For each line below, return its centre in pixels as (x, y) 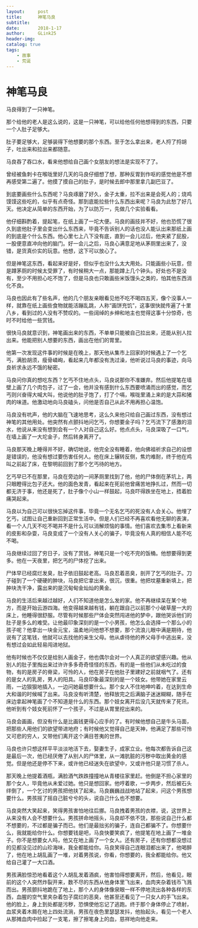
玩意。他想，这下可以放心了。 (83, 251)
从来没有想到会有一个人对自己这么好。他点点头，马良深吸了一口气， (109, 429)
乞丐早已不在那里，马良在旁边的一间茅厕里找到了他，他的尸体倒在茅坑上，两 (99, 477)
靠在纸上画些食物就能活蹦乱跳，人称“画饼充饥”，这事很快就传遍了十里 (106, 306)
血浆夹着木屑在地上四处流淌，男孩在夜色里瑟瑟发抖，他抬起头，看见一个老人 (99, 911)
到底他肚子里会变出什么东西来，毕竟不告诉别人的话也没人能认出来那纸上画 (101, 229)
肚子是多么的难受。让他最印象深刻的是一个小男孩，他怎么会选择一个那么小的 (99, 622)
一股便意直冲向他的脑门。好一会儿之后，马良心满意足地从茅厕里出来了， (94, 244)
